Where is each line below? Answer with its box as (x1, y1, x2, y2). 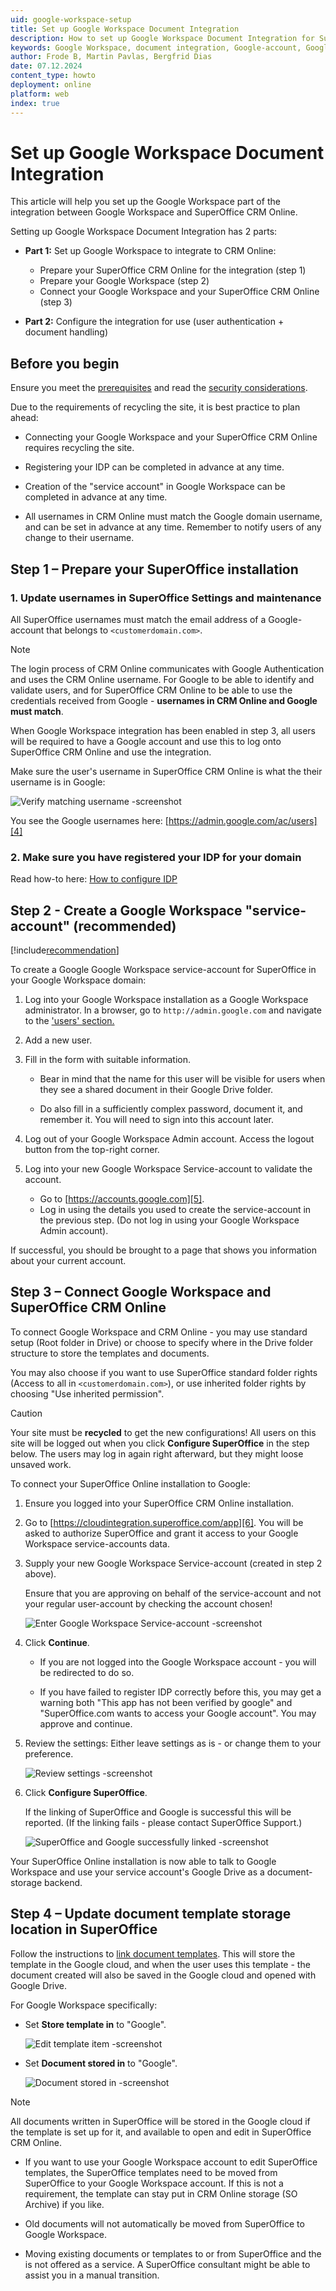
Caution (10, 1407, 43, 1419)
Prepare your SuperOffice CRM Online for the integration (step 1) (39, 264, 307, 276)
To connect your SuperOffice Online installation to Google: (10, 1477, 251, 1490)
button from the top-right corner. (24, 1144, 160, 1156)
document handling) (24, 326, 108, 338)
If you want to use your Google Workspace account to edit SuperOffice (24, 2156, 318, 2168)
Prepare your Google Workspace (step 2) (39, 275, 210, 287)
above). (24, 1567, 57, 1580)
